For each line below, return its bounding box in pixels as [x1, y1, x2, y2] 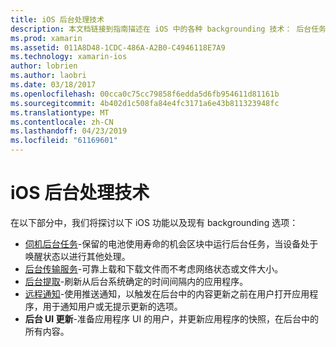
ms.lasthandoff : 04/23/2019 [10, 126, 128, 136]
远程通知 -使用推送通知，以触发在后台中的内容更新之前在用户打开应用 [24, 287, 310, 300]
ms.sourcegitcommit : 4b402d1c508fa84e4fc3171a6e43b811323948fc [10, 98, 280, 108]
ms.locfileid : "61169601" [10, 136, 118, 146]
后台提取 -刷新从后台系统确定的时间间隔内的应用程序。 [24, 275, 249, 287]
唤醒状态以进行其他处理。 [24, 250, 131, 262]
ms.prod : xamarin [10, 33, 83, 43]
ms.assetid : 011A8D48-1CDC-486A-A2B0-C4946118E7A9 [10, 42, 226, 53]
